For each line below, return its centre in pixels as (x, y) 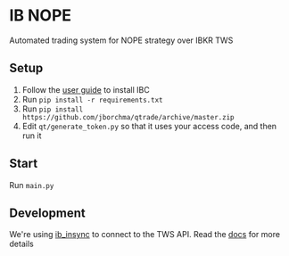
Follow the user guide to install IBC (86, 89)
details (21, 244)
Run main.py (32, 185)
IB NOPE (41, 16)
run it (32, 136)
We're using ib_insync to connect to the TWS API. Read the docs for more (145, 235)
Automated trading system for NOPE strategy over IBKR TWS (121, 40)
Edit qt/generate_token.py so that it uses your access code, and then (149, 126)
